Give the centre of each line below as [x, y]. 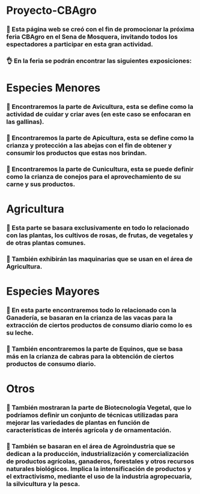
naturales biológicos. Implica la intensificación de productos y [99, 469]
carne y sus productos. [41, 184]
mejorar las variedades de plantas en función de [78, 423]
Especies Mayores [53, 292]
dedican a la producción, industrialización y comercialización [98, 454]
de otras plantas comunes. [46, 243]
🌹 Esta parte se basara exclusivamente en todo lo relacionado [98, 228]
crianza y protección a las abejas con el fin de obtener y [89, 146]
